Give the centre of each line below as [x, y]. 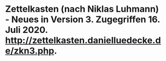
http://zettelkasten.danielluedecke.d [83, 41]
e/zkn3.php [30, 51]
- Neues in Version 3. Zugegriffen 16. [83, 19]
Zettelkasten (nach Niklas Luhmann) [82, 9]
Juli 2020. [27, 30]
